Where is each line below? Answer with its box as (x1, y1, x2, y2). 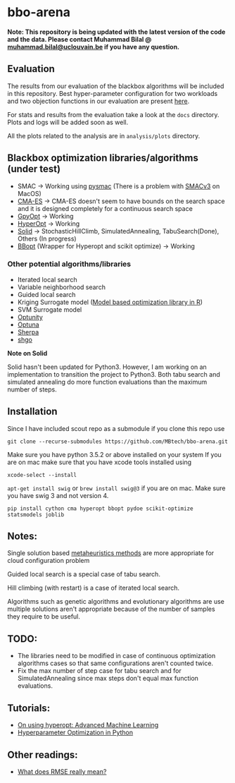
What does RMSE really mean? (17, 767, 107, 776)
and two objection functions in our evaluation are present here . (7, 97, 190, 105)
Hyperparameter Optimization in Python (17, 728, 134, 737)
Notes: (7, 530, 37, 542)
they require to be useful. (7, 612, 81, 621)
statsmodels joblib (7, 511, 65, 518)
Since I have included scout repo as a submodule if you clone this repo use (7, 424, 225, 432)
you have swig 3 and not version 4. (7, 491, 109, 499)
